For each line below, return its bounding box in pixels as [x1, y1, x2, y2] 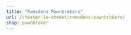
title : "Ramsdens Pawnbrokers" [6, 8, 83, 15]
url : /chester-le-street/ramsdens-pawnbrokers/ [6, 14, 126, 20]
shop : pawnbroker [6, 20, 49, 26]
